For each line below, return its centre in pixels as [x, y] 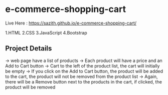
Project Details [29, 48]
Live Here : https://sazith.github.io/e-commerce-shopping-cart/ [71, 23]
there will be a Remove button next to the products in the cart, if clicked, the [83, 81]
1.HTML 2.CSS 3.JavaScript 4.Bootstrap [46, 32]
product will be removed [30, 87]
